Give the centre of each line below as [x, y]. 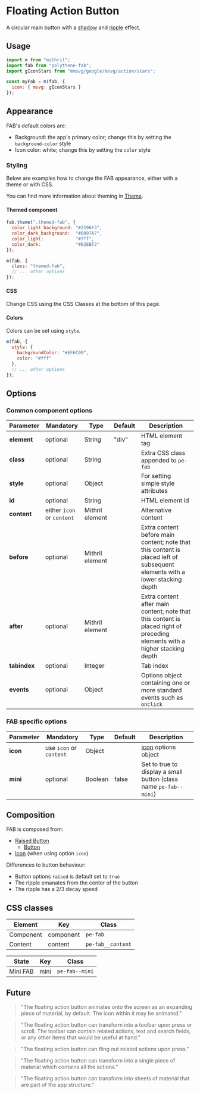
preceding [155, 634]
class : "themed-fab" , [38, 266]
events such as [162, 698]
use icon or [61, 748]
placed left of [160, 557]
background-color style [43, 143]
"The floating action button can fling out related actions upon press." [105, 1049]
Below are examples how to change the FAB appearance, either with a [92, 178]
